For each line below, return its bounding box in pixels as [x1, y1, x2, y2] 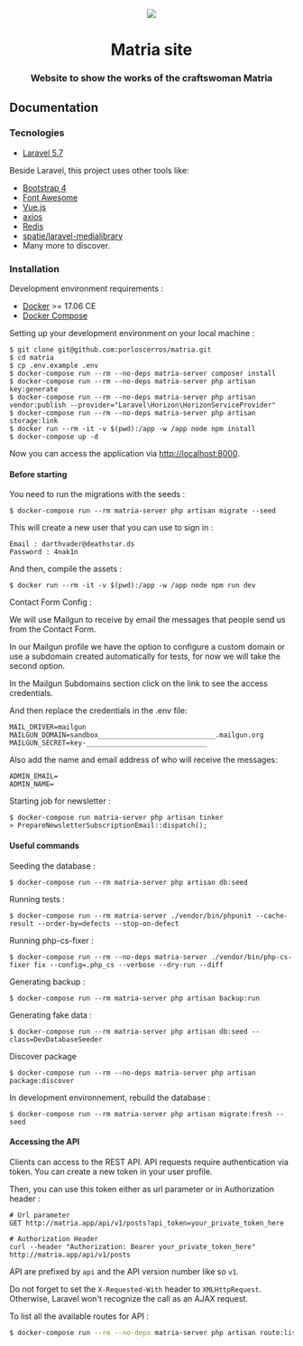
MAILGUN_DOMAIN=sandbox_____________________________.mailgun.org [9, 730, 264, 740]
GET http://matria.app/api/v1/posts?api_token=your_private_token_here [9, 1219, 284, 1228]
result [9, 918, 34, 928]
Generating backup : [9, 976, 86, 987]
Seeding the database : [9, 860, 96, 871]
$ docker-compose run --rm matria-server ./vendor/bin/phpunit [9, 911, 252, 920]
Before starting [9, 468, 68, 479]
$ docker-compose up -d [9, 432, 99, 442]
